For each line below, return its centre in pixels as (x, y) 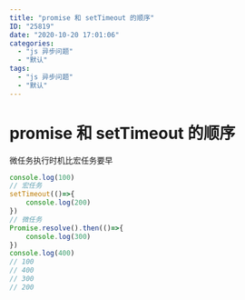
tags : (20, 69)
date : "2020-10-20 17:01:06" (64, 35)
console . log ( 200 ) (59, 203)
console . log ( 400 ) (42, 254)
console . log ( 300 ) (59, 236)
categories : (32, 43)
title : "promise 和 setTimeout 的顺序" (82, 18)
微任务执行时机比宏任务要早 (61, 160)
